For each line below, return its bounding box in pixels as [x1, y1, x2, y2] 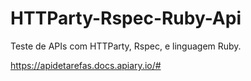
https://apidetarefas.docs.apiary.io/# [10, 59, 162, 71]
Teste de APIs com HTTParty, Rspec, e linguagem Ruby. [10, 40, 242, 52]
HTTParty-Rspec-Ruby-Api [10, 7, 242, 30]
